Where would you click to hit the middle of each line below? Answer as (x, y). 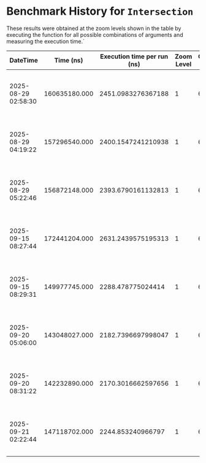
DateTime (24, 60)
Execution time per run (134, 56)
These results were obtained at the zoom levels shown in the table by (94, 28)
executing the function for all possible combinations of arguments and (95, 34)
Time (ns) (69, 60)
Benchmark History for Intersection (100, 11)
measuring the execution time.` (45, 41)
